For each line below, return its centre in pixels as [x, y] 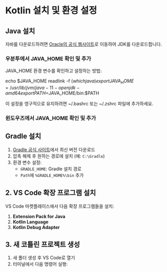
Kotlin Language [30, 222]
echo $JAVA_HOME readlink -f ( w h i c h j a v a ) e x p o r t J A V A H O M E [70, 82]
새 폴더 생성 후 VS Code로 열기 [44, 258]
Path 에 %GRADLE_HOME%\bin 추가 [52, 175]
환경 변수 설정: [27, 162]
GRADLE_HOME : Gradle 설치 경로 [51, 169]
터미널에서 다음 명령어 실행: [40, 264]
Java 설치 [20, 31]
